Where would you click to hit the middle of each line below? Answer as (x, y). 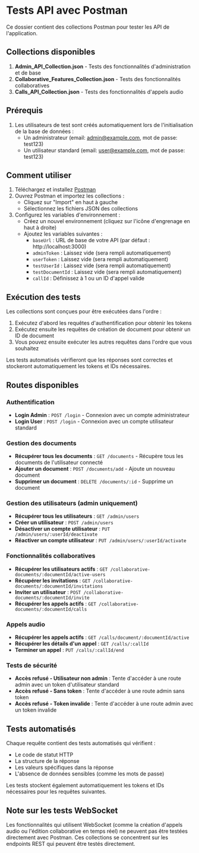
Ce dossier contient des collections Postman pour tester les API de (88, 27)
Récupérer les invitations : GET (53, 580)
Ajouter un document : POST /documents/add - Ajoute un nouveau (95, 469)
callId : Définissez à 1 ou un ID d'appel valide (88, 279)
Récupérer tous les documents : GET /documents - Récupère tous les (99, 456)
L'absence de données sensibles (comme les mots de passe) (89, 774)
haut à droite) (40, 228)
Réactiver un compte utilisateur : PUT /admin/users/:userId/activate (101, 540)
